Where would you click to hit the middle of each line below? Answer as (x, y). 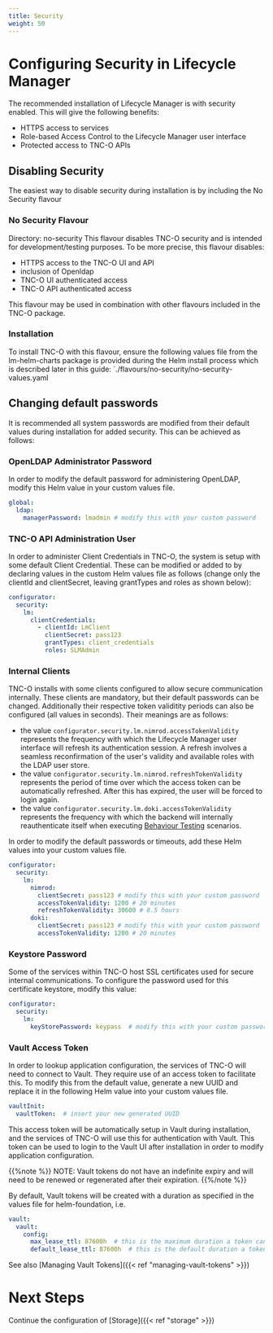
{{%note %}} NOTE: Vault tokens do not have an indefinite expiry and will (131, 1171)
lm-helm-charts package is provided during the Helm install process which (133, 360)
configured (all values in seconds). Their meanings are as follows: (119, 715)
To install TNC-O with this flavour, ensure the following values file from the (133, 352)
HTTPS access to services (65, 128)
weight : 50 (27, 24)
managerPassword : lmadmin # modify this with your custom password (139, 518)
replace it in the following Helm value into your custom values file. (119, 1091)
